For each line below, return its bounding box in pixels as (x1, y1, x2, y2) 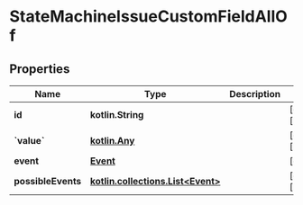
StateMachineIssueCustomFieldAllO (9, 6, 289, 27)
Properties (9, 61, 70, 76)
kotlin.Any (89, 135, 135, 147)
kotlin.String (89, 109, 144, 120)
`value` (14, 135, 45, 147)
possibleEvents (14, 175, 82, 187)
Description (229, 88, 281, 100)
